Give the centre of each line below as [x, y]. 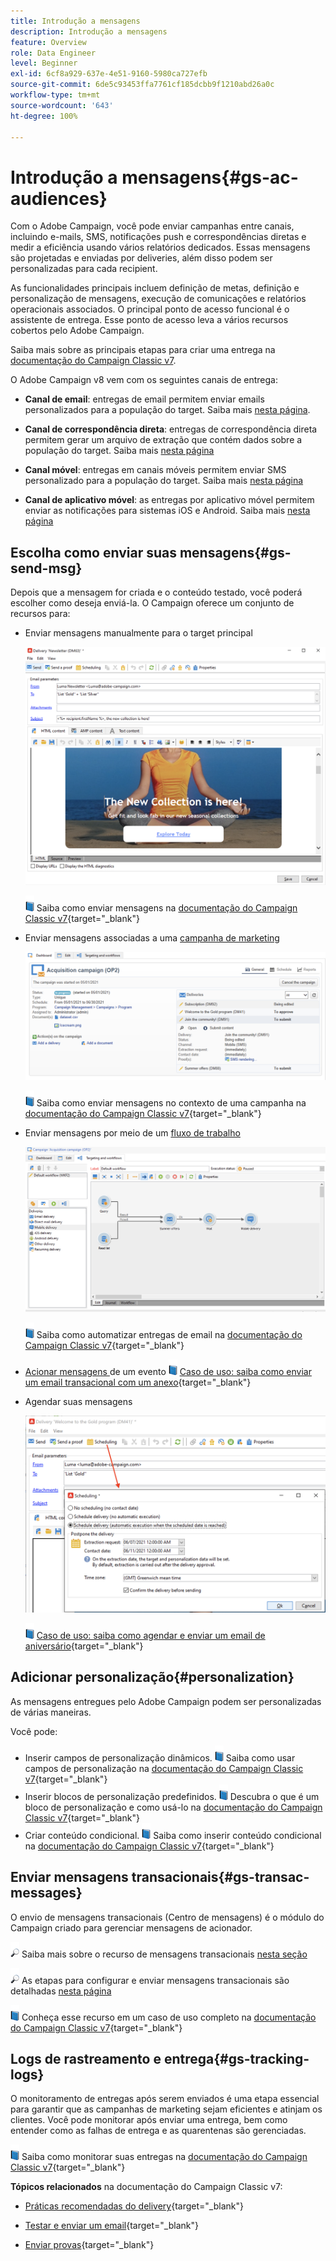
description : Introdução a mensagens [89, 31]
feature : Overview [48, 42]
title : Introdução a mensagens [75, 21]
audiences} [59, 198]
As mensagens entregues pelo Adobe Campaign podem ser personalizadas [166, 1701]
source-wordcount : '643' [62, 105]
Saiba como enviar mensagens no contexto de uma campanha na [171, 1102]
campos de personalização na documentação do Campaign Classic [164, 1768]
